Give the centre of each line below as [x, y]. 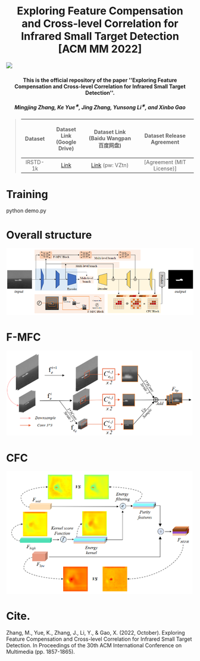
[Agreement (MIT [165, 162]
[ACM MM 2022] [100, 49]
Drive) [66, 148]
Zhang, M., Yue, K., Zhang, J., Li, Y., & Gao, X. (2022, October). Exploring [96, 632]
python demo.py [26, 211]
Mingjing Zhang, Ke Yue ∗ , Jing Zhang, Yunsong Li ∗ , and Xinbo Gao [100, 107]
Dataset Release [165, 135]
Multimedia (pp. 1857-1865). [41, 651]
